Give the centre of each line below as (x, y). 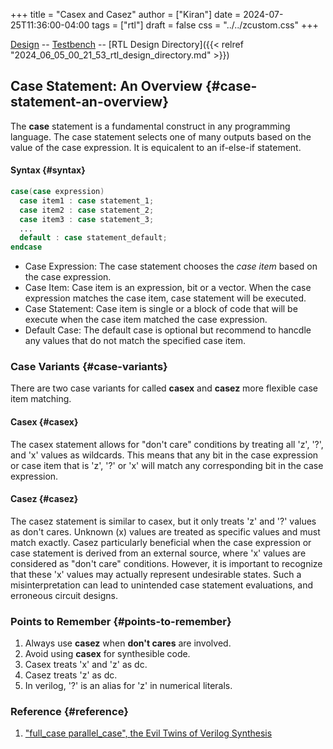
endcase (26, 247)
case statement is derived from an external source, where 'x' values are (158, 553)
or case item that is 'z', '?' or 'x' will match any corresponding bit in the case (167, 465)
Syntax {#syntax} (48, 170)
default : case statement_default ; (93, 238)
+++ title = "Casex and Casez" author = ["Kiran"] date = (126, 14)
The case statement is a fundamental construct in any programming (150, 126)
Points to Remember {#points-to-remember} (121, 621)
